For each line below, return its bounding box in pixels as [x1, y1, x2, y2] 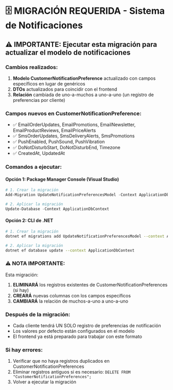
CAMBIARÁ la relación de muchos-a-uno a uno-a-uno [12, 298, 129, 304]
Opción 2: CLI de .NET [5, 218, 54, 224]
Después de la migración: [5, 311, 71, 318]
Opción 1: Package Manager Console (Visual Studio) [5, 176, 119, 182]
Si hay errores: [5, 346, 43, 353]
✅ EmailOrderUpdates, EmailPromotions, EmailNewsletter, [12, 121, 136, 128]
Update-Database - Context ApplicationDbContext [5, 206, 110, 211]
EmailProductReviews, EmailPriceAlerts [12, 128, 96, 134]
